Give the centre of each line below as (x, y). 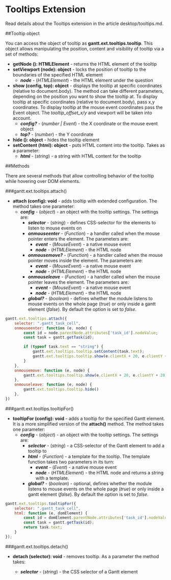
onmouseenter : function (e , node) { (53, 328)
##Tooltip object (22, 33)
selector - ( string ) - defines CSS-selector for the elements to (92, 222)
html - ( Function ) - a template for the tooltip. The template (89, 456)
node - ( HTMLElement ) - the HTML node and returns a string (99, 472)
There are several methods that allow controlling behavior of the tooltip (80, 176)
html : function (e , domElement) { (51, 513)
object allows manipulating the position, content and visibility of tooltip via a (85, 48)
